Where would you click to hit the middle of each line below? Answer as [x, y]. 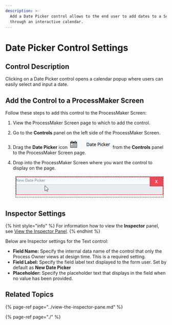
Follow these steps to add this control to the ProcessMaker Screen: [76, 113]
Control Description [37, 66]
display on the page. [34, 168]
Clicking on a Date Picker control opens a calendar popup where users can [84, 79]
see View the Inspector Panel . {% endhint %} [53, 231]
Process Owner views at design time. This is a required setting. [79, 256]
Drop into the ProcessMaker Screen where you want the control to [82, 163]
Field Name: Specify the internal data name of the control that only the [87, 251]
